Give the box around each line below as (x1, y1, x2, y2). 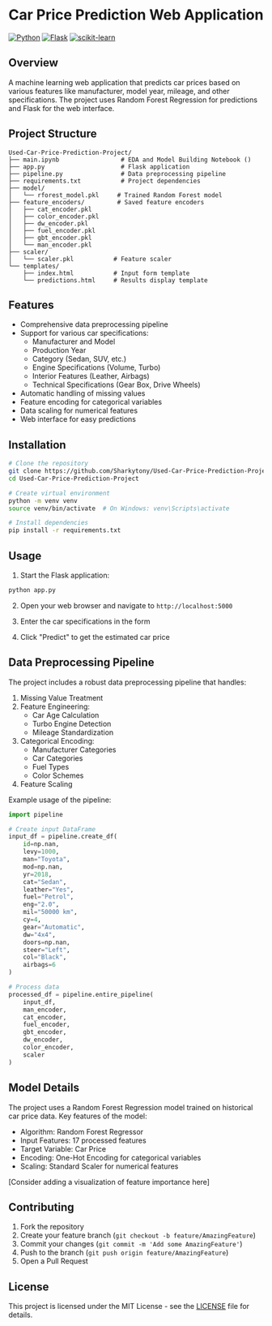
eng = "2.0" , (23, 900, 60, 909)
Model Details (8, 1081, 79, 1095)
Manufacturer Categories (32, 745, 117, 754)
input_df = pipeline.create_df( (8, 833, 117, 841)
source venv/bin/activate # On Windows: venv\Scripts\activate (8, 504, 230, 513)
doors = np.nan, (23, 938, 70, 946)
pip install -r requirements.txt (8, 526, 121, 534)
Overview (8, 56, 59, 70)
